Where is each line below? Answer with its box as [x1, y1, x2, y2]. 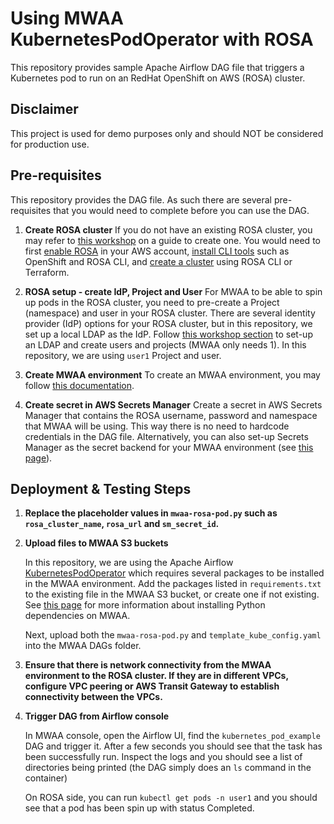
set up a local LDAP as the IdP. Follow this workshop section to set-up [24, 328, 313, 340]
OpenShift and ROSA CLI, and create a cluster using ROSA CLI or [24, 255, 293, 267]
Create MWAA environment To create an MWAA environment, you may [24, 368, 321, 381]
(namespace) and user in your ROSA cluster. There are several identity [24, 307, 316, 319]
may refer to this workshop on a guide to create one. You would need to [24, 234, 321, 246]
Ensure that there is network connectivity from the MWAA [24, 659, 272, 671]
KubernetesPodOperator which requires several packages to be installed [24, 567, 325, 579]
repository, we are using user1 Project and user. [24, 349, 222, 361]
